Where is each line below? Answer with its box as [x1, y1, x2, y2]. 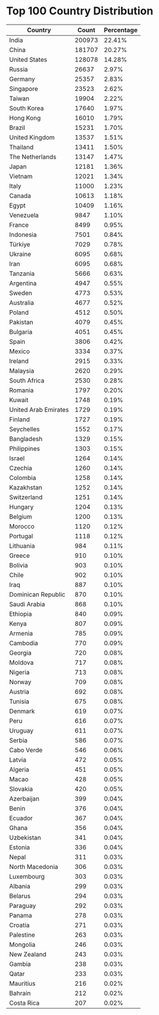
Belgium [9, 512, 32, 521]
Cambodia [9, 639, 38, 647]
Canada [9, 192, 31, 200]
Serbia [9, 736, 28, 744]
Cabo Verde [9, 746, 43, 754]
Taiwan [9, 94, 30, 102]
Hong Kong [9, 114, 41, 122]
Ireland [9, 357, 29, 365]
